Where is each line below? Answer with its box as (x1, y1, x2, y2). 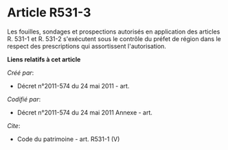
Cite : (7, 121, 21, 129)
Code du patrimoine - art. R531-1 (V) (16, 135, 120, 143)
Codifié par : (7, 95, 41, 103)
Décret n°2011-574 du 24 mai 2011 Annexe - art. (16, 108, 153, 116)
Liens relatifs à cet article (7, 55, 81, 63)
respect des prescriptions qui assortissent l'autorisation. (7, 42, 167, 50)
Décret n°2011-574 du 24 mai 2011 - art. (16, 82, 130, 90)
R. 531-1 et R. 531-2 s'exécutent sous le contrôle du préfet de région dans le (7, 34, 221, 42)
